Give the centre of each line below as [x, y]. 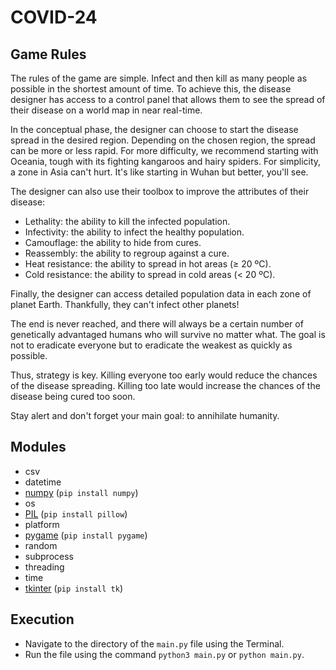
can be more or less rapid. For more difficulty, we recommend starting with [164, 150]
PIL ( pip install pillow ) [76, 513]
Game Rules [48, 54]
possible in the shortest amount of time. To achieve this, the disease [151, 89]
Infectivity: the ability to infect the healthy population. [134, 232]
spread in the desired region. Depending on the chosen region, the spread [163, 140]
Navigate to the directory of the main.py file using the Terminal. [154, 643]
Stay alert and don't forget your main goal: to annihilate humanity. [145, 415]
